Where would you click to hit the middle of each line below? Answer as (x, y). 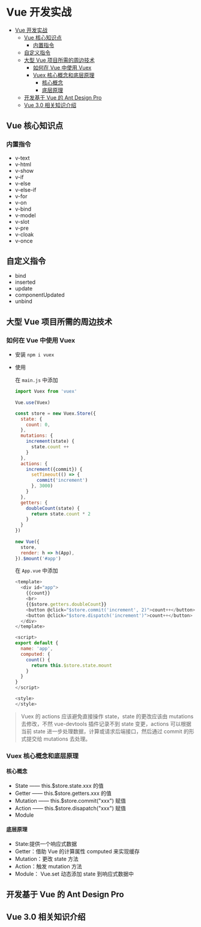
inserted (25, 282)
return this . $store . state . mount (71, 665)
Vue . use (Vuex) (32, 403)
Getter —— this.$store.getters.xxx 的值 (63, 793)
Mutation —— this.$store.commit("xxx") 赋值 (70, 800)
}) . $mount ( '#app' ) (38, 559)
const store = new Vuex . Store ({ (55, 413)
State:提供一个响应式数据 (46, 844)
